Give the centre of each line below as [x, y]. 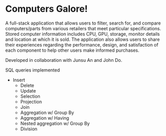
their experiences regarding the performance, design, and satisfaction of [82, 44]
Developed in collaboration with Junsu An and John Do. [64, 60]
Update [28, 90]
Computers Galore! [46, 9]
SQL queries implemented [33, 70]
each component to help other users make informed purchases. [72, 50]
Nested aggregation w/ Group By [55, 123]
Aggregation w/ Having [45, 118]
